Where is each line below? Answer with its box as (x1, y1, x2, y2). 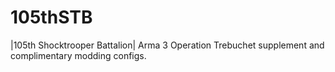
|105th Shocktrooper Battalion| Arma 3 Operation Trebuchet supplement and (10, 39, 325, 51)
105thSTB (10, 6, 93, 29)
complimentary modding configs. (10, 49, 147, 61)
